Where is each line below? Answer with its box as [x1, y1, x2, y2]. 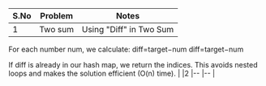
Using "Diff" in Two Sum [81, 24, 174, 35]
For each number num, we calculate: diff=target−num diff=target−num [8, 44, 244, 54]
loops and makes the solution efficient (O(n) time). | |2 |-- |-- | [8, 68, 216, 78]
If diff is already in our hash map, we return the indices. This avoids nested [8, 60, 258, 69]
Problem [40, 10, 74, 21]
